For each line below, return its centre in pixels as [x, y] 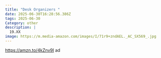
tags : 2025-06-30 [23, 18]
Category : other [22, 23]
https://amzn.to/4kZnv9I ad [33, 50]
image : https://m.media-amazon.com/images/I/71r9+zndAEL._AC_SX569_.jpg [81, 37]
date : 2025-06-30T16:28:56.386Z [38, 14]
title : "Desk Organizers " [33, 9]
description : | [21, 28]
